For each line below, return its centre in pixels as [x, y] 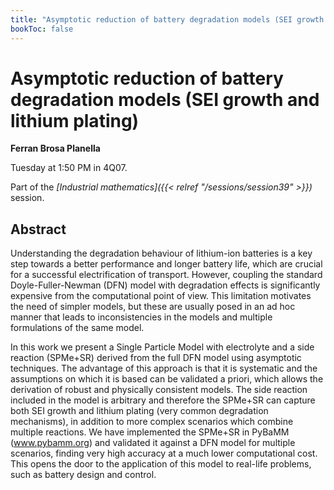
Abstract [38, 229]
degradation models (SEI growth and [165, 99]
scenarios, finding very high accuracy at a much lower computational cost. [164, 453]
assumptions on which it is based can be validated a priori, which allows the [167, 379]
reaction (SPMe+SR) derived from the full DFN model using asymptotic [156, 358]
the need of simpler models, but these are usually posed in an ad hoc [153, 307]
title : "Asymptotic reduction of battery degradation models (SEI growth [167, 19]
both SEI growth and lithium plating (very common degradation [139, 411]
